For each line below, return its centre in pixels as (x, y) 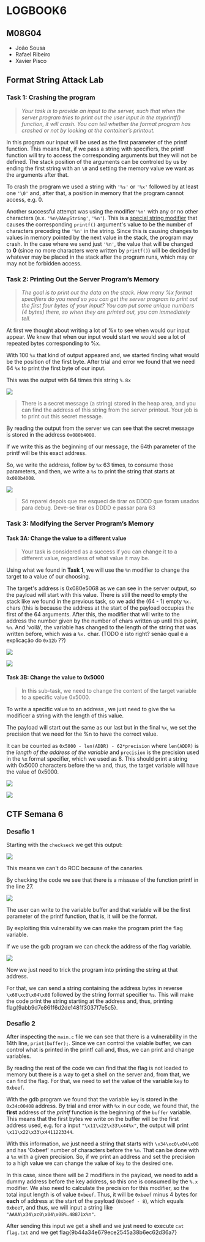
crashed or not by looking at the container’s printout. (88, 130)
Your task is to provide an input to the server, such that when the (103, 111)
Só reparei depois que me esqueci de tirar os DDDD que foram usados (110, 501)
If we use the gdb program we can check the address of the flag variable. (99, 946)
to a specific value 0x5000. (56, 697)
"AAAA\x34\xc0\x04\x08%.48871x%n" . (51, 1214)
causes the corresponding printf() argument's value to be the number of (99, 224)
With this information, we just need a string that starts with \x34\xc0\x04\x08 (102, 1144)
